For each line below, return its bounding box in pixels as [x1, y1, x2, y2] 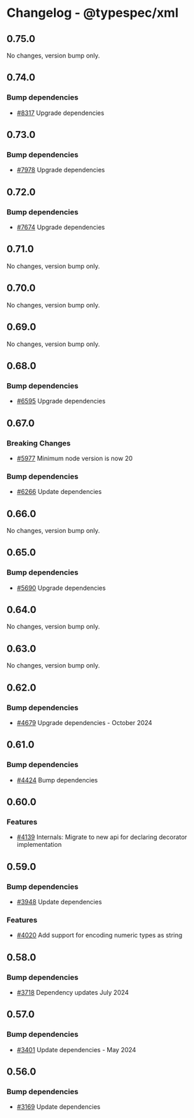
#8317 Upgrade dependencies [16, 109, 104, 117]
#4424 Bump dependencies [16, 775, 98, 784]
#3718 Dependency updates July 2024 [16, 988, 129, 997]
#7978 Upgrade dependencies [16, 166, 106, 174]
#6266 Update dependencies [16, 488, 102, 496]
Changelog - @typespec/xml [6, 5, 179, 21]
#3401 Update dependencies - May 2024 [16, 1045, 137, 1054]
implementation [16, 841, 62, 849]
